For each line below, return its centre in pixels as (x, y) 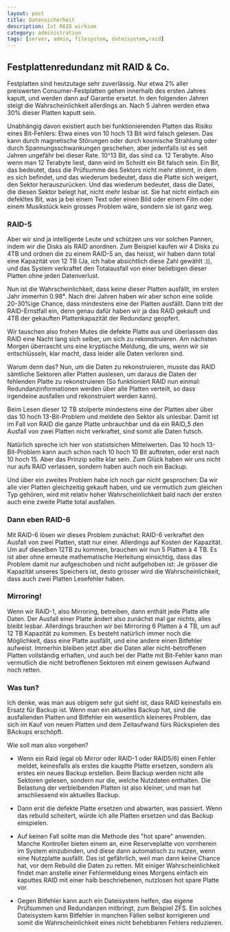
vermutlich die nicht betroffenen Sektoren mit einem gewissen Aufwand (109, 662)
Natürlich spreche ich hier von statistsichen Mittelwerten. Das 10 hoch (106, 445)
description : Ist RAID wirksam (52, 26)
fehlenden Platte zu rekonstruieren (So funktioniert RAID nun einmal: (104, 382)
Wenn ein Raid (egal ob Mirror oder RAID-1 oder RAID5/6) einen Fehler (116, 759)
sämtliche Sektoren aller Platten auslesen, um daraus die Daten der (102, 374)
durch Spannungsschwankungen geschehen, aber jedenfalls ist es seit (107, 148)
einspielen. (32, 823)
